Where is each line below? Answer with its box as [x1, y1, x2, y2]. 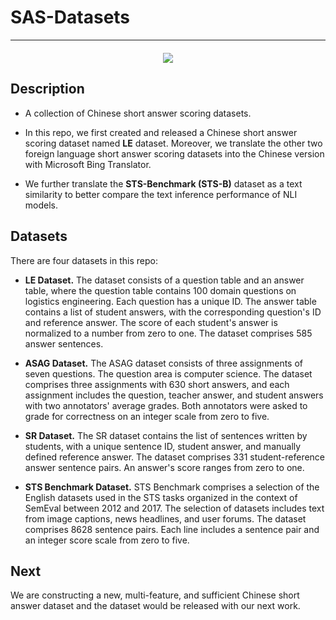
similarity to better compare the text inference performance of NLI [24, 188, 298, 200]
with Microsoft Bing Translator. [24, 158, 152, 170]
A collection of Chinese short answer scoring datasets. [24, 107, 252, 119]
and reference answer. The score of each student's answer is [24, 316, 278, 328]
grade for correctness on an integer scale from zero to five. [24, 410, 270, 422]
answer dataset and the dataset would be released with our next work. [10, 600, 301, 612]
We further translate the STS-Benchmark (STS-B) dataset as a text [24, 177, 303, 190]
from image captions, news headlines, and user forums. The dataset [24, 512, 307, 525]
